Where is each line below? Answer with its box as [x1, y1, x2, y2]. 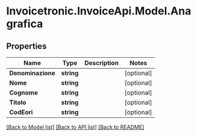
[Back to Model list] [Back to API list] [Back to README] [6, 123, 145, 131]
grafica [6, 17, 43, 31]
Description [84, 59, 119, 67]
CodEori [9, 108, 33, 116]
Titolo [9, 98, 27, 107]
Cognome [9, 88, 38, 97]
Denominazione [9, 69, 55, 77]
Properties [6, 41, 47, 51]
